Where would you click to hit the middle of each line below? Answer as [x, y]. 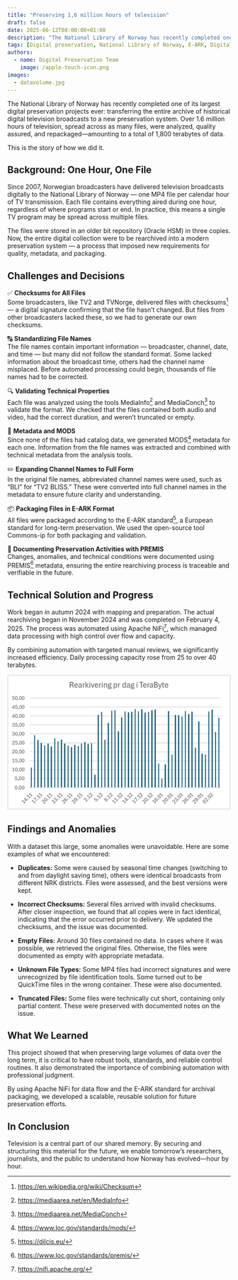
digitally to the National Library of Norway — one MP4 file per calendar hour [119, 195]
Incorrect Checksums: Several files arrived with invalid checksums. [117, 904]
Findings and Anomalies [62, 829]
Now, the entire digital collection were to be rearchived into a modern [108, 239]
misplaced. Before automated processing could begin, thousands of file [112, 369]
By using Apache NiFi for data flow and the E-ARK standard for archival [111, 1089]
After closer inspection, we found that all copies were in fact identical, [119, 911]
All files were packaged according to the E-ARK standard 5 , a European [110, 520]
